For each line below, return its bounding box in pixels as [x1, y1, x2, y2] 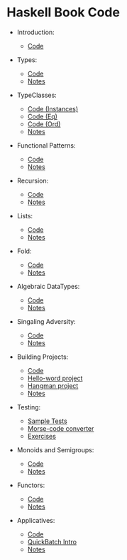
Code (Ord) [27, 119, 61, 128]
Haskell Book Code [6, 4, 120, 21]
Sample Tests [27, 417, 68, 425]
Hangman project [27, 381, 79, 390]
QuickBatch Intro [27, 537, 77, 546]
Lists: [16, 211, 33, 220]
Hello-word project [27, 374, 83, 382]
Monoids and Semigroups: [16, 445, 94, 454]
